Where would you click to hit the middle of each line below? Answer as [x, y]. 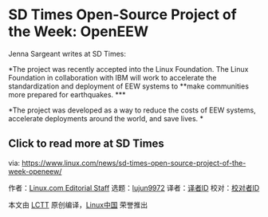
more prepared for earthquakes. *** [67, 94]
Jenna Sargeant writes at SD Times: [67, 53]
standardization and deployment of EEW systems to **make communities [129, 86]
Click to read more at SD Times [87, 144]
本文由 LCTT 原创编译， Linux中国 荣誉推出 [78, 204]
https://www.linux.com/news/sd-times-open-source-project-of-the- [134, 163]
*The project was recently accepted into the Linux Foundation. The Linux [128, 69]
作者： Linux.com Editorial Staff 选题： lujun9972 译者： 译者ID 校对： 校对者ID [134, 187]
